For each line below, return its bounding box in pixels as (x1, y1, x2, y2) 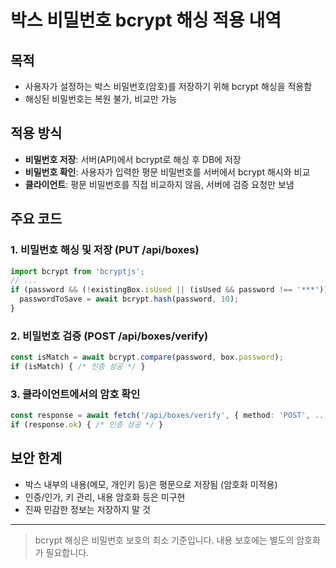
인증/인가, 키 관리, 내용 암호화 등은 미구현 (24, 491, 186, 503)
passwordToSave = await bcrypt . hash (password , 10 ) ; (19, 294, 240, 305)
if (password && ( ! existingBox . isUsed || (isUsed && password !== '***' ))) (10, 285, 333, 295)
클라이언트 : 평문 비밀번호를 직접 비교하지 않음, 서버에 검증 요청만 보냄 (24, 178, 295, 190)
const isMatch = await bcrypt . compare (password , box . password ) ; (10, 352, 284, 363)
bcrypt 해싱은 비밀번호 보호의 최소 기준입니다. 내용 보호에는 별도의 (34, 534, 295, 546)
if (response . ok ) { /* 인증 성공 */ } (10, 420, 164, 430)
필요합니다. (45, 546, 90, 558)
